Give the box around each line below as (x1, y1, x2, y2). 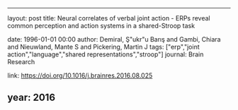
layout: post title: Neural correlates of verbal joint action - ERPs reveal (7, 14, 210, 22)
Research (7, 58, 35, 66)
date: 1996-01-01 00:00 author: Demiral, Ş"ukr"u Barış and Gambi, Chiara (7, 35, 221, 43)
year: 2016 (7, 92, 55, 104)
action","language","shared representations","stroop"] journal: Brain (7, 50, 204, 59)
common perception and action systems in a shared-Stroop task (7, 22, 195, 30)
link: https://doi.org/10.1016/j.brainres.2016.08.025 (7, 71, 153, 80)
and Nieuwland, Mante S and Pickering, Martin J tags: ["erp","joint (7, 43, 200, 51)
